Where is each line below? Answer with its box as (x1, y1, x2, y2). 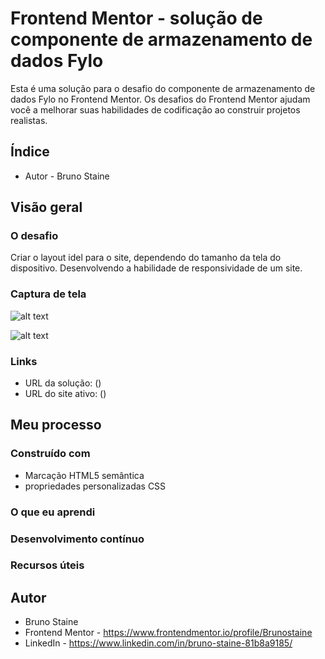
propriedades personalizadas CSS (24, 480, 167, 492)
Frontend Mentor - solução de (10, 7, 263, 30)
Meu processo (10, 417, 102, 434)
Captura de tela (10, 287, 87, 301)
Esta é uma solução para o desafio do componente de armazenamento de (10, 82, 316, 94)
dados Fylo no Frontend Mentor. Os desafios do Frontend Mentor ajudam (10, 93, 311, 105)
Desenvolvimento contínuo (10, 532, 145, 546)
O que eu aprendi (10, 505, 96, 519)
